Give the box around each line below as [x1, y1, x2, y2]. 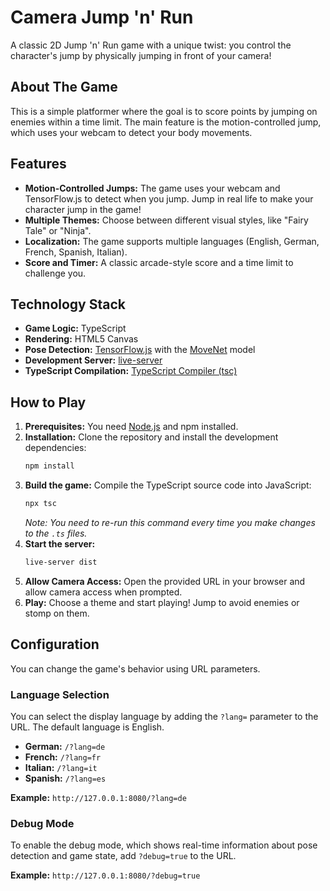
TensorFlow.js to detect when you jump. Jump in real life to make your [24, 192, 314, 205]
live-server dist [24, 557, 98, 567]
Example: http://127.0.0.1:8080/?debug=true [10, 869, 201, 881]
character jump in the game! [24, 203, 142, 215]
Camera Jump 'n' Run [10, 6, 194, 29]
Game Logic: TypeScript [24, 322, 127, 335]
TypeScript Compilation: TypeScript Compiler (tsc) [24, 365, 238, 377]
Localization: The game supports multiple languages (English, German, [24, 235, 320, 247]
